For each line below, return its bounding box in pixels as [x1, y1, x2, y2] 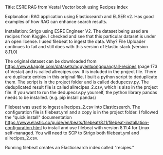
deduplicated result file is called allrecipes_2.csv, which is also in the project [5, 84, 158, 90]
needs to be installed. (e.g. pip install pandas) [5, 95, 96, 100]
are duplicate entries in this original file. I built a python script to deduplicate [5, 74, 158, 79]
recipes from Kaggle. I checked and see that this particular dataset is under [5, 34, 156, 39]
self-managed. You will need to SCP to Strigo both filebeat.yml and [5, 130, 139, 136]
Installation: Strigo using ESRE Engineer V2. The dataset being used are [5, 28, 148, 34]
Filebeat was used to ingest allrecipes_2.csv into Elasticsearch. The [5, 104, 140, 110]
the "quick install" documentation [5, 115, 72, 120]
